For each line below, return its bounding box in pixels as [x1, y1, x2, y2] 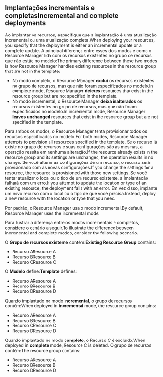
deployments [5, 19, 46, 27]
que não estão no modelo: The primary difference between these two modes [5, 58, 158, 64]
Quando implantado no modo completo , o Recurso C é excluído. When [5, 337, 146, 343]
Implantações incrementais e [5, 4, 95, 12]
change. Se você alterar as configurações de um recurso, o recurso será [5, 159, 150, 165]
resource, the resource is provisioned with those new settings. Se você [5, 170, 147, 176]
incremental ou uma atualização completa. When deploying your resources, [5, 37, 155, 43]
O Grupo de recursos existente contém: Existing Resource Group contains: [5, 239, 156, 245]
